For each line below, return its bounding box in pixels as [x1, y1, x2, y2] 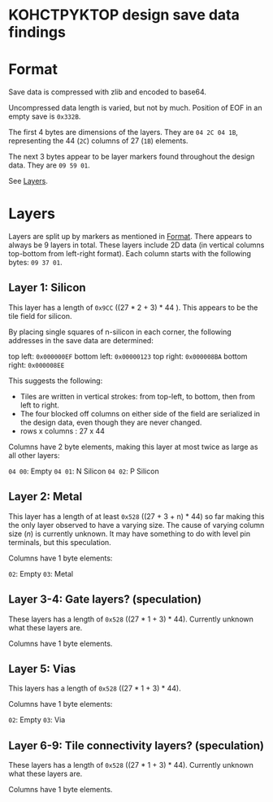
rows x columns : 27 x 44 [19, 425, 106, 436]
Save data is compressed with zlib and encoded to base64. [8, 87, 207, 97]
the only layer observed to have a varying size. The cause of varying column [8, 520, 265, 530]
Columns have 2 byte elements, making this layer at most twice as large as [8, 442, 258, 451]
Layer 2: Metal [8, 490, 83, 503]
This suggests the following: [8, 376, 103, 386]
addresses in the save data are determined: [8, 335, 154, 345]
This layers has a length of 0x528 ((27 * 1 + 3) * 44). [8, 683, 181, 693]
